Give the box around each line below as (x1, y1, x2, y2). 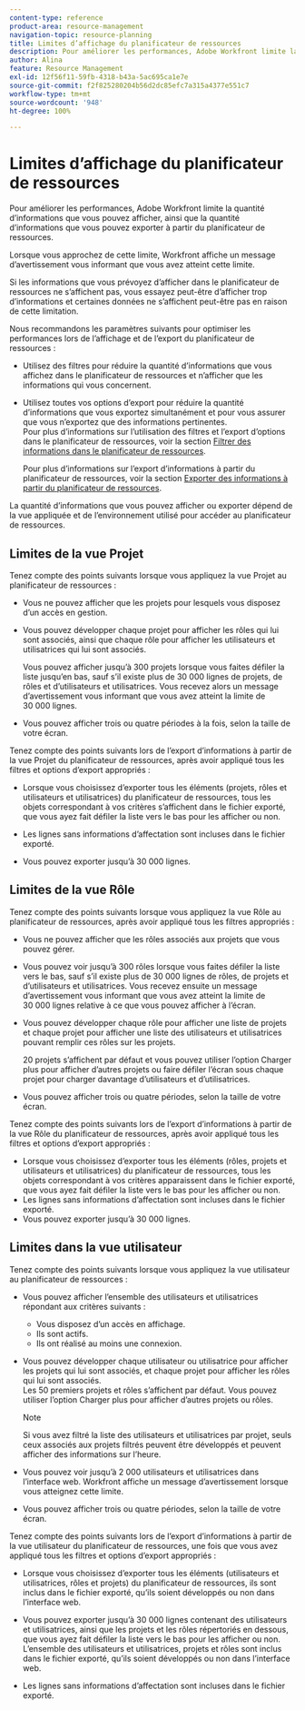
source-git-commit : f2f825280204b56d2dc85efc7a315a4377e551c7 (9, 81, 250, 90)
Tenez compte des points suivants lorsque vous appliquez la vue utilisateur (9, 1263, 290, 1274)
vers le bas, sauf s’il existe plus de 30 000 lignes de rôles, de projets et (22, 971, 289, 981)
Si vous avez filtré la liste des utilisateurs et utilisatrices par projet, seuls (22, 1429, 292, 1440)
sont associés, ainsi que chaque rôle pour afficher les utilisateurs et (22, 634, 276, 645)
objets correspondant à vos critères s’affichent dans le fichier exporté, (22, 801, 286, 812)
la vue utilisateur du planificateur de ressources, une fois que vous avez (9, 1540, 279, 1551)
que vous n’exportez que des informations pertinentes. (22, 417, 228, 427)
